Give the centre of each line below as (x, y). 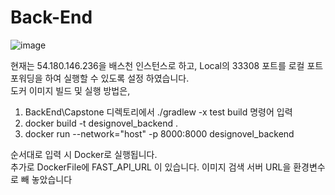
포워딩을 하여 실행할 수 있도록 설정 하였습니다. (100, 78)
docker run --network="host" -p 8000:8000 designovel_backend (159, 133)
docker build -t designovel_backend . (101, 123)
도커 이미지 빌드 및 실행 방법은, (70, 90)
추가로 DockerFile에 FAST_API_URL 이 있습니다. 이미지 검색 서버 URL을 (151, 167)
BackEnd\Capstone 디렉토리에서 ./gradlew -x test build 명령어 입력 (158, 112)
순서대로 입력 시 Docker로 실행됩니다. (84, 154)
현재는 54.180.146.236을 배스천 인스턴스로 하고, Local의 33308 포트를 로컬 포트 (167, 65)
